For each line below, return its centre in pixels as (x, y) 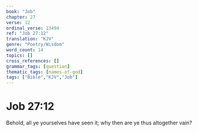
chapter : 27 (21, 17)
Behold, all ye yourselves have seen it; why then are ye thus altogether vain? (99, 123)
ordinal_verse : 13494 (33, 28)
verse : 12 (18, 22)
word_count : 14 (25, 50)
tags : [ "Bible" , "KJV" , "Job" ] (42, 77)
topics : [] (20, 55)
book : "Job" (21, 11)
